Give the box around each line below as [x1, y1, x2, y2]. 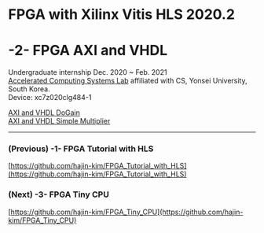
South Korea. [8, 84, 50, 94]
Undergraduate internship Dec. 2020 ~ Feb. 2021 [8, 68, 167, 77]
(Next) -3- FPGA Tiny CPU [8, 189, 110, 200]
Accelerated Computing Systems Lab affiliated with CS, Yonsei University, [8, 76, 247, 86]
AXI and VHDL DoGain [8, 108, 81, 117]
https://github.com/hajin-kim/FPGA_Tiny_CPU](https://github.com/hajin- [10, 207, 244, 216]
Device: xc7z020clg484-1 [8, 93, 92, 102]
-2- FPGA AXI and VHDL [8, 42, 168, 60]
